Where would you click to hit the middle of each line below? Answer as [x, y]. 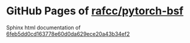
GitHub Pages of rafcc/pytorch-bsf [95, 11]
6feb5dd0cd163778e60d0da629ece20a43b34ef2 [68, 33]
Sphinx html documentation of [43, 27]
